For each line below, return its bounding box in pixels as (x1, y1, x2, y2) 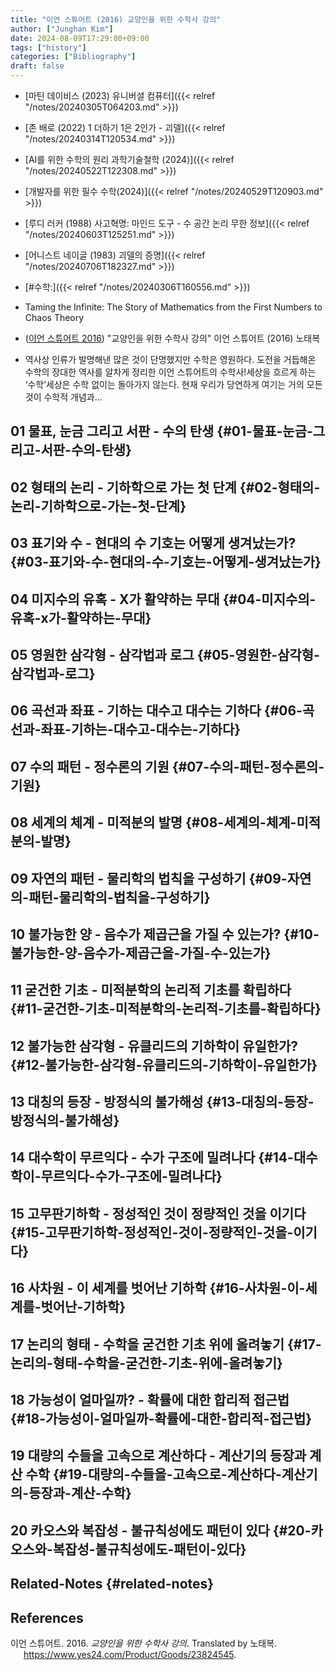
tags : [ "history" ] (10, 42, 87, 53)
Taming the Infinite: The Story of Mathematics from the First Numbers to (24, 301, 323, 313)
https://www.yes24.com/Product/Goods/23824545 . (23, 1649, 237, 1661)
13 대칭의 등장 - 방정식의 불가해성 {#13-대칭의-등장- (10, 1094, 315, 1111)
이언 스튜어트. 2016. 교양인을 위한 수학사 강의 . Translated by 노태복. (10, 1637, 278, 1650)
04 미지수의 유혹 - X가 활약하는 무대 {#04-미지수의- (10, 591, 317, 608)
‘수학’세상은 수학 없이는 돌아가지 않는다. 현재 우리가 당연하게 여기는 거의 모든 (24, 379, 323, 390)
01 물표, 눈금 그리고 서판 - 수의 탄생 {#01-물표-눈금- (10, 423, 313, 440)
